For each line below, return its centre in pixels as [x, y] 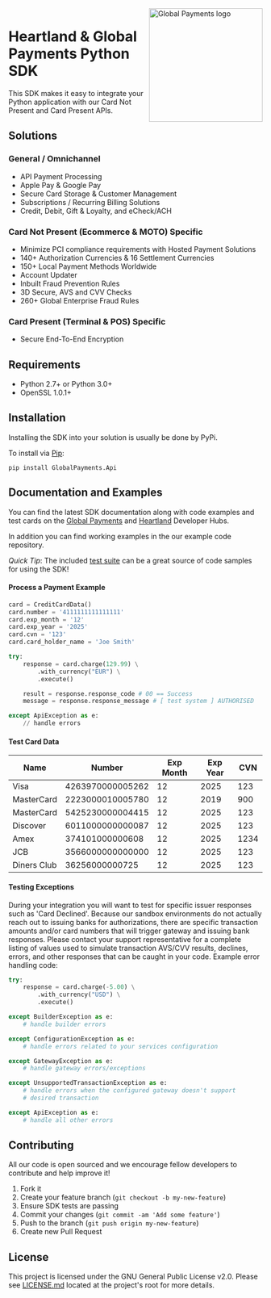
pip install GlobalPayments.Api [63, 467]
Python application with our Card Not [70, 102]
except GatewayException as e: [61, 1061]
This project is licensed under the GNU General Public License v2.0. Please [133, 1277]
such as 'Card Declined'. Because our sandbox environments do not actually [135, 913]
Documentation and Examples [85, 493]
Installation [37, 418]
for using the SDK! [39, 569]
